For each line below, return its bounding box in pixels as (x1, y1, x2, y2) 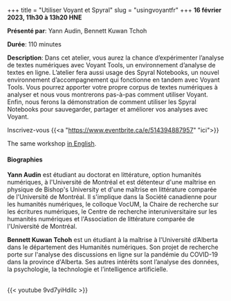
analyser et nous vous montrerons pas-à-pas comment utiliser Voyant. (7, 90, 209, 98)
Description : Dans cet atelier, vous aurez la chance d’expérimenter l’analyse (7, 53, 225, 62)
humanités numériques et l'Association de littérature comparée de (7, 215, 195, 223)
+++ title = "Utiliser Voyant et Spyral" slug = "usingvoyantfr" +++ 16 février (7, 6, 222, 14)
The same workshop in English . (7, 139, 97, 148)
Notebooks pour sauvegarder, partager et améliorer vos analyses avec (7, 105, 209, 113)
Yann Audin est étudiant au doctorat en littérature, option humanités (7, 171, 202, 179)
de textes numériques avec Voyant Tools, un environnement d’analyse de (7, 61, 216, 69)
